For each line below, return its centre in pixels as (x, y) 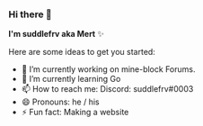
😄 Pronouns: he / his (60, 102)
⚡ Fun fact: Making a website (75, 112)
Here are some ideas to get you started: (82, 52)
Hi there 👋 (31, 14)
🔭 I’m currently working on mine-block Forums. (108, 69)
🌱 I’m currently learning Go (71, 79)
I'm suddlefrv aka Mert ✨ (56, 34)
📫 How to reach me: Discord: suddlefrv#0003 (107, 89)
